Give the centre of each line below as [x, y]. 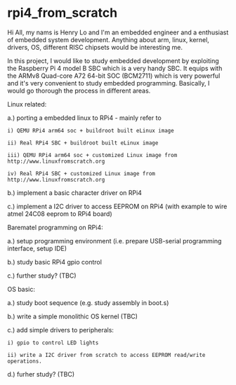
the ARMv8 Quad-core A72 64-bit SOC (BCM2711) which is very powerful [114, 76]
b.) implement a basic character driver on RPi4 [75, 192]
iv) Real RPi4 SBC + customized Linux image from [81, 173]
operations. [25, 361]
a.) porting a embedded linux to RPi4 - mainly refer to [84, 118]
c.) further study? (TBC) [42, 276]
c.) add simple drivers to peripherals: [61, 330]
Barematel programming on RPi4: [55, 227]
